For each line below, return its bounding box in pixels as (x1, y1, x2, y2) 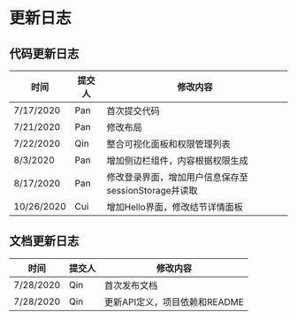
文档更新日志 (9, 233, 80, 248)
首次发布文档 (104, 279, 158, 292)
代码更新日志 (9, 46, 80, 61)
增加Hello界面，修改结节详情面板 (106, 201, 243, 213)
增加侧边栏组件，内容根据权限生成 (106, 155, 249, 166)
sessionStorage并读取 (106, 185, 198, 196)
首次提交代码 (106, 105, 161, 117)
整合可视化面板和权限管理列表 (106, 138, 232, 150)
